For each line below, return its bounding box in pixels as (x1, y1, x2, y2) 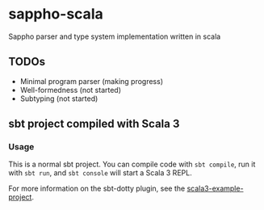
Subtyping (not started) (19, 94, 98, 103)
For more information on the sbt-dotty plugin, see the (8, 183, 186, 194)
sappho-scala (8, 5, 103, 23)
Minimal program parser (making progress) (19, 76, 164, 86)
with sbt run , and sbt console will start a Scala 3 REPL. (8, 168, 192, 178)
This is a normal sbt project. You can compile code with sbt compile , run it (8, 159, 256, 170)
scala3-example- (186, 183, 244, 194)
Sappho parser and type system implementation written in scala (8, 31, 221, 41)
